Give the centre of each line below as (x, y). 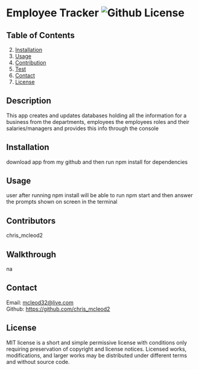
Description (29, 101)
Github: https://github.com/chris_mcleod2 (58, 309)
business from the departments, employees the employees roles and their (98, 122)
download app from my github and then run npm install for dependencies (97, 162)
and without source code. (38, 362)
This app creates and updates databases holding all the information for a (96, 115)
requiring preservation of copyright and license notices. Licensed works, (96, 349)
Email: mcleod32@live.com (40, 302)
